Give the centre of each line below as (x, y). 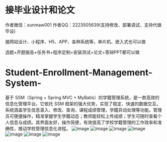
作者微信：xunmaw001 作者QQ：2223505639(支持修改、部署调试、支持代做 (83, 25)
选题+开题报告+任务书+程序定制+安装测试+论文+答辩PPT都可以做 (73, 52)
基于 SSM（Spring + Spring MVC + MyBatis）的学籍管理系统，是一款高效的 (83, 97)
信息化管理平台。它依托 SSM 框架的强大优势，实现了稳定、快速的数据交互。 (83, 104)
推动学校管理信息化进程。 (44, 128)
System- (23, 83)
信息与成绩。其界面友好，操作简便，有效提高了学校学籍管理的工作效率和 (83, 122)
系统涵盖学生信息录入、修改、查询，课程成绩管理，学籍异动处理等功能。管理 (83, 110)
